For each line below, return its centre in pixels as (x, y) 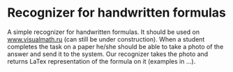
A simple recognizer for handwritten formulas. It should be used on (104, 32)
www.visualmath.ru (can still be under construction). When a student (106, 39)
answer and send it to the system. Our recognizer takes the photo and (108, 54)
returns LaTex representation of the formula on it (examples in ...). (102, 61)
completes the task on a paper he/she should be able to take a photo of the (115, 46)
